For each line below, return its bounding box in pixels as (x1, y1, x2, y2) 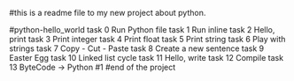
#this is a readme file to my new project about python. (9, 8, 206, 18)
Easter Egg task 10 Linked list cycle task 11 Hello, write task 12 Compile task (9, 53, 284, 63)
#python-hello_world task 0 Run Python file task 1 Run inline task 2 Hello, (9, 25, 275, 34)
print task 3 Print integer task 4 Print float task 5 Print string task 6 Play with (9, 34, 286, 44)
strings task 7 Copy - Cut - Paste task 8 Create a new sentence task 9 (9, 43, 265, 54)
